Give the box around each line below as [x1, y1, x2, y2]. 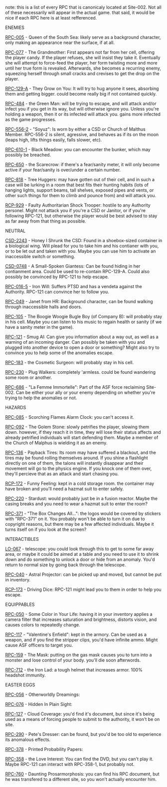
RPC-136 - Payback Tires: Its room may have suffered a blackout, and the [5, 450, 156, 455]
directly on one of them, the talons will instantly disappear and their [5, 460, 144, 466]
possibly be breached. [5, 152, 51, 158]
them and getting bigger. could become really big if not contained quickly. [5, 91, 157, 97]
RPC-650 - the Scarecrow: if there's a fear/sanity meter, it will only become [5, 162, 160, 167]
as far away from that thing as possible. [5, 218, 86, 224]
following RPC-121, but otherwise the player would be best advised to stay [5, 213, 158, 219]
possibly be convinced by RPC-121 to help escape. [5, 274, 109, 280]
